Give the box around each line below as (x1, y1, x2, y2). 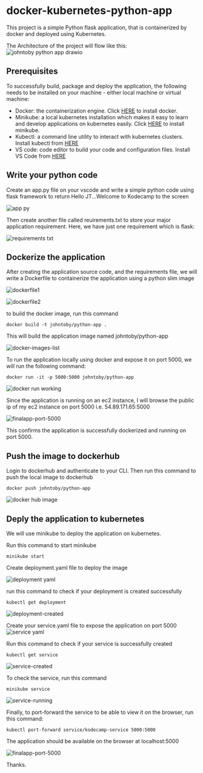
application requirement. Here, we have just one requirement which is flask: (6, 223, 195, 230)
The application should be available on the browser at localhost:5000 (6, 738, 179, 744)
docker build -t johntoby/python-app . (6, 322, 107, 328)
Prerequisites (6, 66, 58, 77)
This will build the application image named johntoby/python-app (6, 332, 168, 340)
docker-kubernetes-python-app (6, 4, 173, 18)
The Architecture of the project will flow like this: (6, 42, 127, 49)
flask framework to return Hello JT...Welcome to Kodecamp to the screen (6, 192, 189, 200)
